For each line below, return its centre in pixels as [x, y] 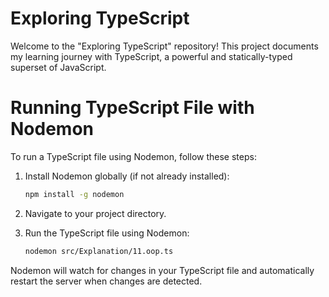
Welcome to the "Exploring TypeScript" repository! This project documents [164, 46]
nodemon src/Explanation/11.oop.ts [99, 251]
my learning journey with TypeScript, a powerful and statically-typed [151, 56]
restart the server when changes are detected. [106, 281]
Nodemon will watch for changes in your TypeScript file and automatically [162, 270]
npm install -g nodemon [74, 194]
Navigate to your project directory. [95, 213]
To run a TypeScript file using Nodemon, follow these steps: [133, 156]
